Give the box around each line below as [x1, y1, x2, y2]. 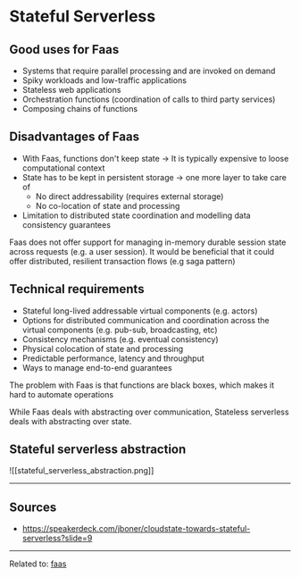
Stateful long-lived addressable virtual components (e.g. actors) [21, 305, 258, 316]
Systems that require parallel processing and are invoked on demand [21, 65, 276, 76]
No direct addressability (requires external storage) [35, 190, 224, 202]
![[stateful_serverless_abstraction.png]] [9, 465, 154, 476]
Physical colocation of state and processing [21, 343, 184, 354]
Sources [9, 499, 57, 514]
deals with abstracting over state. [9, 415, 132, 426]
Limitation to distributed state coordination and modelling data [21, 210, 252, 221]
